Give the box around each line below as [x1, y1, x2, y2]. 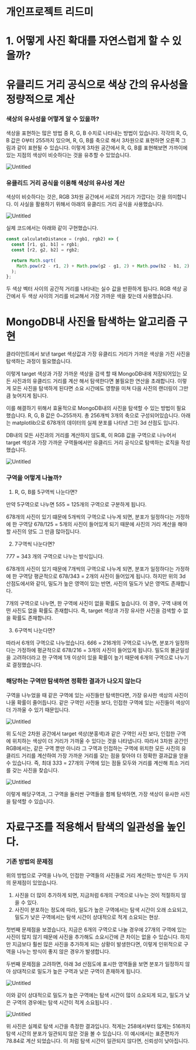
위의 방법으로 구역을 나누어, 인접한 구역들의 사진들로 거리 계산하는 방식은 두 [6, 872, 178, 879]
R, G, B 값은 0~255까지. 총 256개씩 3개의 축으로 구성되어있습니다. [27, 412, 180, 419]
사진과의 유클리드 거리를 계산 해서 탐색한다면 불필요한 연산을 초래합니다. [12, 377, 177, 384]
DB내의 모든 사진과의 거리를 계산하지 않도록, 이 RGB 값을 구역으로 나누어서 [6, 432, 177, 439]
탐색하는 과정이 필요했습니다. [6, 358, 72, 365]
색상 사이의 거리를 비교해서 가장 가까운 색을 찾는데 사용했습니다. [27, 292, 173, 299]
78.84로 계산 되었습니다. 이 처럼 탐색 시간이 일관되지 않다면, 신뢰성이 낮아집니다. [6, 1038, 190, 1045]
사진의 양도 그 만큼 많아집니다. [12, 528, 81, 535]
